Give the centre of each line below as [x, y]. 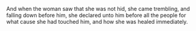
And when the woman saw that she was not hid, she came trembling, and [98, 9]
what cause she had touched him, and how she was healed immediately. [97, 22]
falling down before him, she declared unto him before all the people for [96, 15]
